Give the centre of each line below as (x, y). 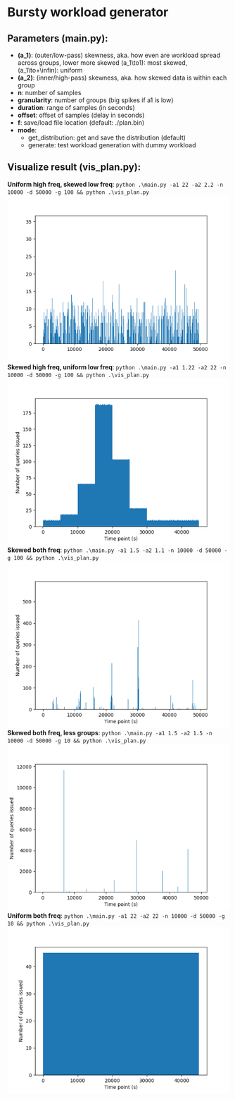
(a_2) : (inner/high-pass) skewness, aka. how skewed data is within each (122, 78)
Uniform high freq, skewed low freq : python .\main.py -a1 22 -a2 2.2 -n (115, 184)
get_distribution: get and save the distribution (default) (107, 137)
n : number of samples (49, 93)
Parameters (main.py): (58, 38)
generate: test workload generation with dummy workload (112, 145)
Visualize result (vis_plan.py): (74, 167)
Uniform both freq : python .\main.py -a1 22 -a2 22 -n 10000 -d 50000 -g (116, 915)
